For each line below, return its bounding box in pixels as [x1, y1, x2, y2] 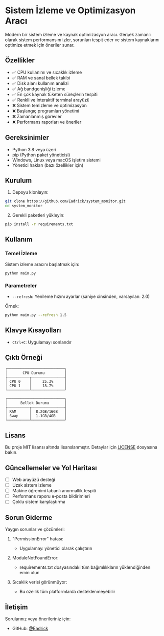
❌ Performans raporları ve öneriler [12, 119, 82, 125]
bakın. [5, 450, 18, 455]
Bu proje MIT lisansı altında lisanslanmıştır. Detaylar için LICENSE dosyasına [5, 444, 158, 450]
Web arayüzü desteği [12, 477, 55, 482]
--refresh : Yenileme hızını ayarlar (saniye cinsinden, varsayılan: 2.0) [12, 293, 150, 299]
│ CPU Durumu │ [5, 371, 67, 375]
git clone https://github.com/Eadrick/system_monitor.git [5, 199, 126, 204]
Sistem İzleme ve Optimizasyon [5, 5, 136, 16]
